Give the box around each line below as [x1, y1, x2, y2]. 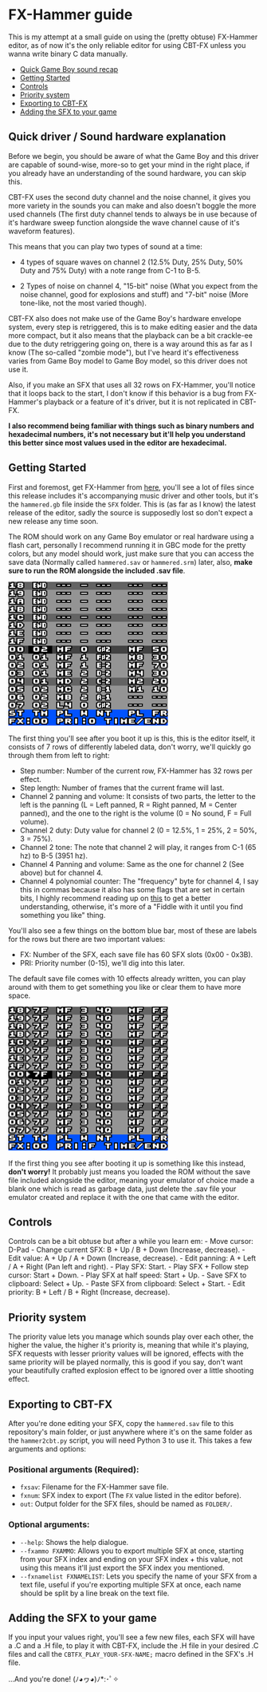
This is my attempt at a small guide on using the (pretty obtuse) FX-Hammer [8, 32, 258, 42]
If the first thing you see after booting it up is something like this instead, [8, 1158, 245, 1168]
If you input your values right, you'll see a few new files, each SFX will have [8, 1632, 255, 1642]
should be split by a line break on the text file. [19, 1588, 170, 1598]
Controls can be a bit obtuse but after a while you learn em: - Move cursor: [8, 1237, 253, 1246]
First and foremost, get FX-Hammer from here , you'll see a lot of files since [8, 482, 255, 492]
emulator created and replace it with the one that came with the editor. [8, 1192, 239, 1201]
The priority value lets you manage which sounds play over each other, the [8, 1332, 253, 1341]
